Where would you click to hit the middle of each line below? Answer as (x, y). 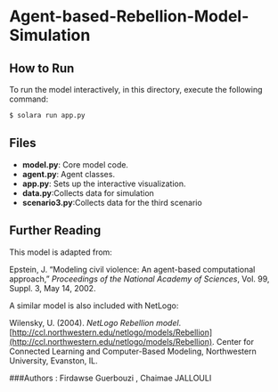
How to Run (42, 68)
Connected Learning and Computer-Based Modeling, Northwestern (133, 351)
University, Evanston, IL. (53, 360)
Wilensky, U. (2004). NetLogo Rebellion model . (95, 323)
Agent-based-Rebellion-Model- (129, 16)
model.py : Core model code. (75, 164)
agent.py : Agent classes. (69, 174)
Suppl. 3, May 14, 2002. (53, 288)
